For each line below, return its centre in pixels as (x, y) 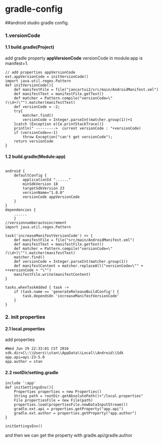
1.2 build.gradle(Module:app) (35, 157)
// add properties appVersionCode (40, 72)
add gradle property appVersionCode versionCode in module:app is (74, 58)
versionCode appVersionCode (51, 197)
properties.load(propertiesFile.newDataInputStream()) (71, 405)
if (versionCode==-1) (36, 133)
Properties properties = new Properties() (58, 392)
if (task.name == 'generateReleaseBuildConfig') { (67, 292)
